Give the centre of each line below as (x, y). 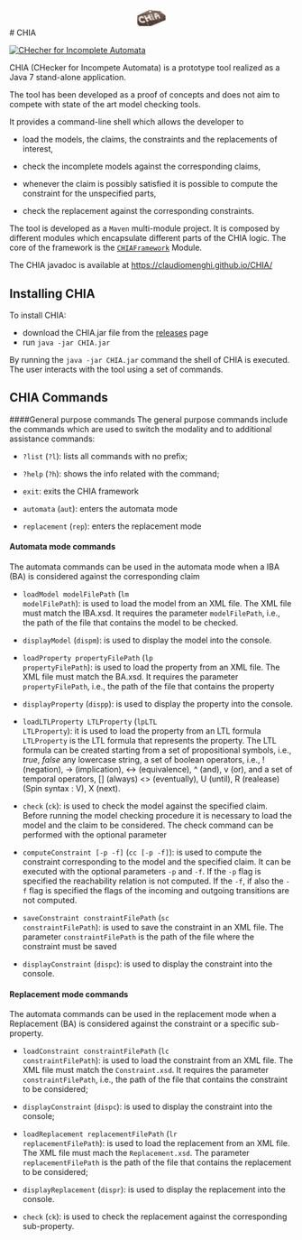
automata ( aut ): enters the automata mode (100, 508)
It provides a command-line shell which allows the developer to (127, 122)
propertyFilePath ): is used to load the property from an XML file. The (151, 667)
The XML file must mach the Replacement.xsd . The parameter (136, 1153)
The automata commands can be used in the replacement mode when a (143, 1014)
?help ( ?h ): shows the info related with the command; (121, 473)
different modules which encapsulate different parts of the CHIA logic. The (148, 238)
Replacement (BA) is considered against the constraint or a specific (135, 1024)
